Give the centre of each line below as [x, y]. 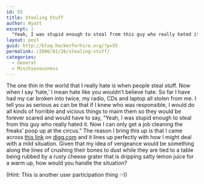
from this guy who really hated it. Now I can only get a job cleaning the [95, 124]
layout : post [23, 40]
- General [24, 63]
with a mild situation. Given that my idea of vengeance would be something [100, 144]
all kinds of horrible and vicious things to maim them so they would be [94, 111]
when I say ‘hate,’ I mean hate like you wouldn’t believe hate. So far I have [98, 92]
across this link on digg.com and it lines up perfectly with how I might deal [99, 137]
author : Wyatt [24, 23]
